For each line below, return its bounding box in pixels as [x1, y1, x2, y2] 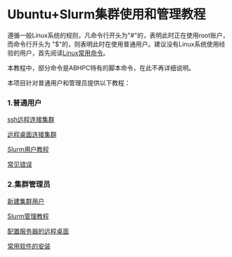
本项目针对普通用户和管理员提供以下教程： [7, 78, 131, 87]
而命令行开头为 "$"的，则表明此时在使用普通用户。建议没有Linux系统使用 [7, 39, 219, 48]
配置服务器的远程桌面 [7, 227, 69, 235]
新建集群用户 [7, 196, 44, 205]
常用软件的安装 [7, 242, 51, 250]
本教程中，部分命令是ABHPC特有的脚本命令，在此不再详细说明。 [7, 63, 195, 72]
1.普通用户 [7, 98, 42, 108]
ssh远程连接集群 [7, 115, 55, 124]
